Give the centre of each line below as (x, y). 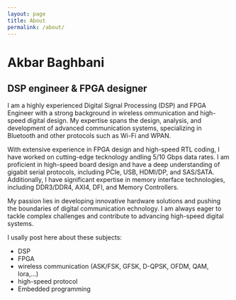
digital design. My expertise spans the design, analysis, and (114, 121)
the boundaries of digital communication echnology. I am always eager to (114, 209)
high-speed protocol (47, 282)
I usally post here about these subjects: (65, 237)
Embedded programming (54, 289)
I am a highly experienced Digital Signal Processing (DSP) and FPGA (107, 106)
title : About (27, 21)
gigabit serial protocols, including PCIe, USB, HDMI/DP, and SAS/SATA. (111, 172)
